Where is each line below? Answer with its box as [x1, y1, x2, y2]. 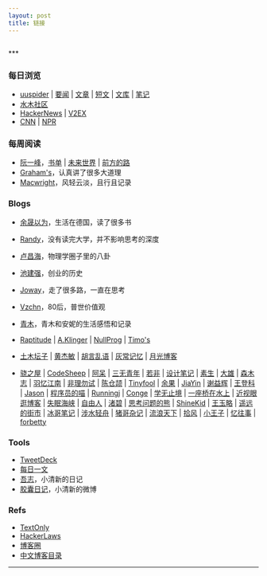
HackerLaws [19, 531, 61, 541]
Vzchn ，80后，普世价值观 [19, 302, 106, 312]
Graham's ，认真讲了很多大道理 [19, 168, 122, 178]
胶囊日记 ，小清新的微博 [19, 484, 97, 494]
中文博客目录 [19, 551, 62, 560]
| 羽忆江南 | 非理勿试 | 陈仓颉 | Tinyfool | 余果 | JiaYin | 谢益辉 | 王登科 [29, 378, 256, 387]
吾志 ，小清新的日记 [19, 475, 83, 484]
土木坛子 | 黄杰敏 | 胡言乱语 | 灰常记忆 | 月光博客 [19, 351, 177, 361]
